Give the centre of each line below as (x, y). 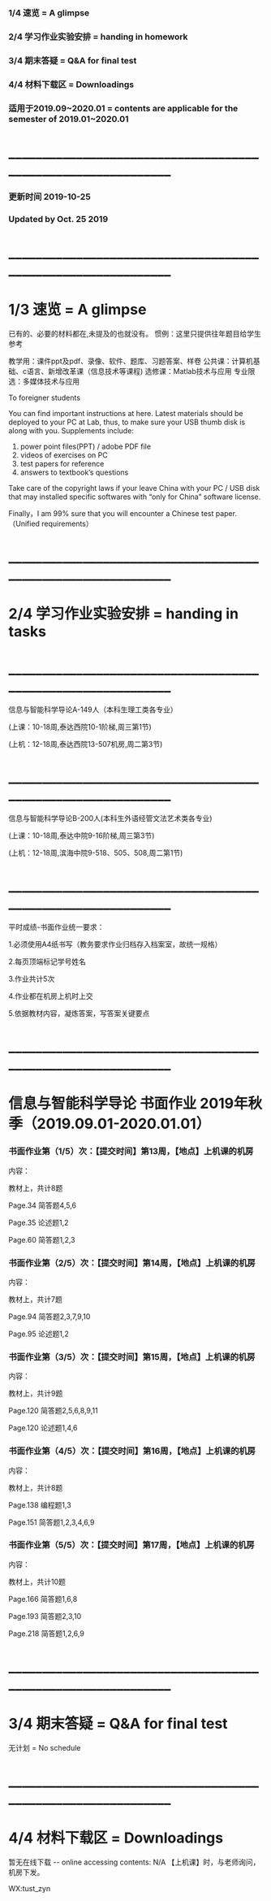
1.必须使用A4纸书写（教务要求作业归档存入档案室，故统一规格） (115, 944)
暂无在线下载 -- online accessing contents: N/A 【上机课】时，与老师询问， (134, 1862)
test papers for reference (62, 463)
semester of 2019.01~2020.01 (69, 119)
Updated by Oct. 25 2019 (58, 219)
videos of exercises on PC (64, 455)
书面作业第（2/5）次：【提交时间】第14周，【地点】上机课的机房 (132, 1263)
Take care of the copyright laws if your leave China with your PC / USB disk (134, 488)
